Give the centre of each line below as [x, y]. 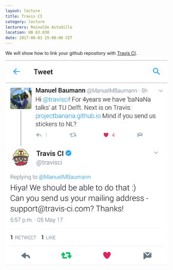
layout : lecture [23, 11]
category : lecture [25, 22]
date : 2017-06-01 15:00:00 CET [39, 38]
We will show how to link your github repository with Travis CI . [71, 53]
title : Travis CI [24, 16]
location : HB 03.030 [28, 33]
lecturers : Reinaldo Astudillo [39, 27]
